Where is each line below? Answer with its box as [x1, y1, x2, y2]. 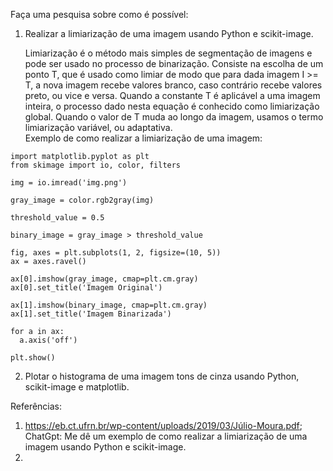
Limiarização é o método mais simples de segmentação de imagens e [24, 47, 313, 59]
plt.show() [10, 353, 56, 363]
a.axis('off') [19, 335, 78, 345]
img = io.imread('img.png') [10, 178, 128, 188]
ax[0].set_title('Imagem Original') [10, 283, 163, 293]
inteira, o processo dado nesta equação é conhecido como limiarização [24, 100, 320, 112]
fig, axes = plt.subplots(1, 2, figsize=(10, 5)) [10, 248, 222, 258]
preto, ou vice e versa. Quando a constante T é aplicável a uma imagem [24, 90, 321, 101]
